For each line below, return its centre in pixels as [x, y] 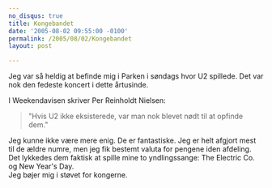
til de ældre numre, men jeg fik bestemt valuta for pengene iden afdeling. [130, 149]
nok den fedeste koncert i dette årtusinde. [79, 85]
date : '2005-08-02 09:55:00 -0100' [68, 31]
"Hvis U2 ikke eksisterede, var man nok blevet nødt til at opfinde [136, 116]
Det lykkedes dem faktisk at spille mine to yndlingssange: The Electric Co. [132, 158]
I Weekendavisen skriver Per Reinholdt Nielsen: [87, 100]
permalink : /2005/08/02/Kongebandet [70, 38]
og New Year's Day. [41, 166]
